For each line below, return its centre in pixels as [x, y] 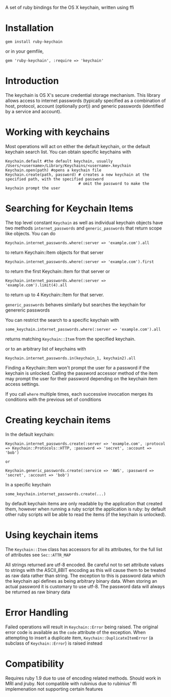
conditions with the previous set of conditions [53, 399]
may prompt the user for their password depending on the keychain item [81, 378]
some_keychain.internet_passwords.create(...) [56, 494]
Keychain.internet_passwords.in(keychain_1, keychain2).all [71, 358]
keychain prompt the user [33, 188]
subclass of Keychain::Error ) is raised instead [54, 643]
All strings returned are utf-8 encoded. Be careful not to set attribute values [85, 565]
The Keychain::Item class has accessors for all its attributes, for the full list [84, 549]
